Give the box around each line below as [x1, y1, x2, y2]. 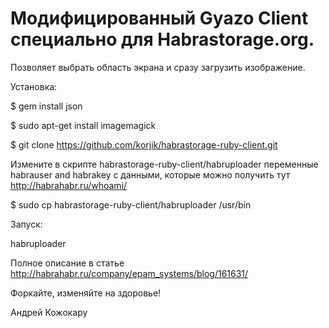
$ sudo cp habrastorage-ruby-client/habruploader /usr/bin [10, 198, 252, 211]
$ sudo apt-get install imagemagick [10, 119, 157, 131]
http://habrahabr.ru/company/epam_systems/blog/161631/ [10, 267, 249, 279]
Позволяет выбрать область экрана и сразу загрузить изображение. [10, 61, 306, 73]
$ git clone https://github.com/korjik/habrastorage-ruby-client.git [10, 138, 278, 151]
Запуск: [10, 218, 43, 230]
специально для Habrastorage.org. [10, 28, 315, 51]
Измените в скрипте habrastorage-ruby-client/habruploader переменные [10, 158, 319, 170]
